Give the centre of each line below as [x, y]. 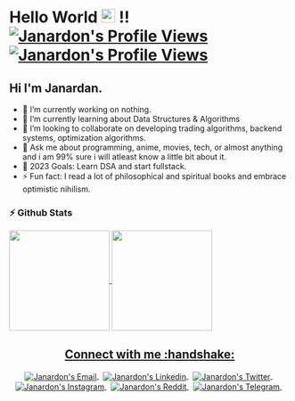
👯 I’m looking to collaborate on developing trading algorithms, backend [152, 128]
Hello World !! [70, 17]
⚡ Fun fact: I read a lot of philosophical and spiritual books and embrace [154, 176]
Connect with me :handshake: [150, 354]
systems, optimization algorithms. [84, 138]
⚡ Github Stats [41, 212]
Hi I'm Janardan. [56, 88]
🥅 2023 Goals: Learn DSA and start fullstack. [104, 166]
